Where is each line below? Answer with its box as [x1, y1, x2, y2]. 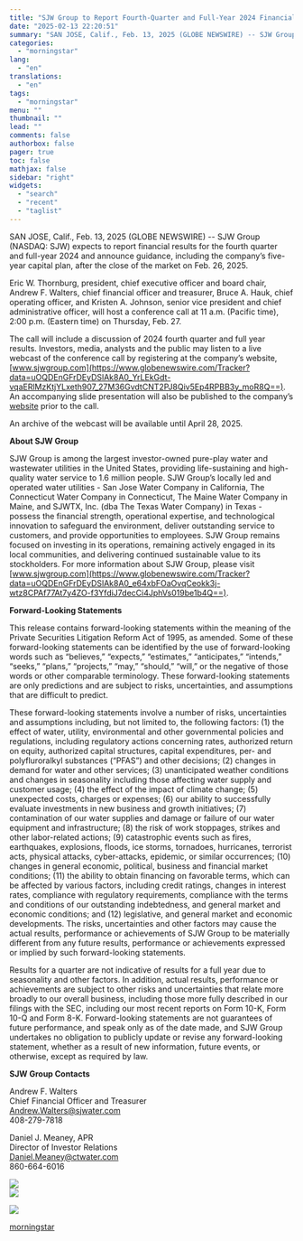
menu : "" [9, 106, 42, 115]
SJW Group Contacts [9, 1068, 90, 1079]
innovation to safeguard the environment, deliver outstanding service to [9, 520, 275, 531]
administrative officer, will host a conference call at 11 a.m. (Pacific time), [9, 306, 280, 317]
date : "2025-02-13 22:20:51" [9, 22, 119, 31]
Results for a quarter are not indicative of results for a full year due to [9, 964, 266, 975]
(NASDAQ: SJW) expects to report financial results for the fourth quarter [9, 240, 278, 251]
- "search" [17, 190, 59, 199]
